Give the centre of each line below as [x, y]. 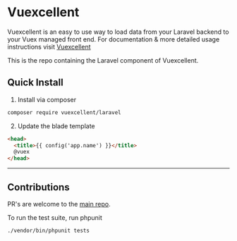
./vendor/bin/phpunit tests [49, 230]
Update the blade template [56, 126]
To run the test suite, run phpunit [55, 217]
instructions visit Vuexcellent [49, 47]
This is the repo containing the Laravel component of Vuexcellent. [103, 60]
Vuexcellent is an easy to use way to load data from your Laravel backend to [118, 32]
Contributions [38, 187]
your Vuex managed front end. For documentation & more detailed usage [114, 39]
